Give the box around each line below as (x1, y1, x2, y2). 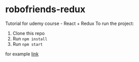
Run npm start (12, 41, 43, 47)
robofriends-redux (5, 4, 86, 15)
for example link (5, 51, 39, 57)
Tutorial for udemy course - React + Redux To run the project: (5, 20, 134, 26)
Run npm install (12, 36, 48, 42)
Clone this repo (12, 30, 45, 36)
